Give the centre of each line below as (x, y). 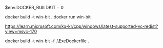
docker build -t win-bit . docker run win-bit (48, 17)
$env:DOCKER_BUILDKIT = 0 (34, 8)
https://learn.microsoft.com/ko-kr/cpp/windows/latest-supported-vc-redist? (82, 26)
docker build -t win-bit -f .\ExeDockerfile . (47, 41)
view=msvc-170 (21, 31)
